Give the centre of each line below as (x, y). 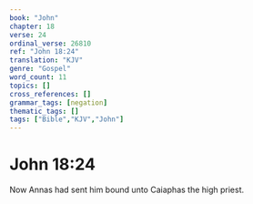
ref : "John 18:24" (44, 52)
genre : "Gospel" (40, 69)
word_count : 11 (38, 77)
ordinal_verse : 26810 (51, 43)
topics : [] (30, 86)
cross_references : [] (51, 94)
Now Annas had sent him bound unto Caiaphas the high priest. (127, 190)
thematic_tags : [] (44, 111)
